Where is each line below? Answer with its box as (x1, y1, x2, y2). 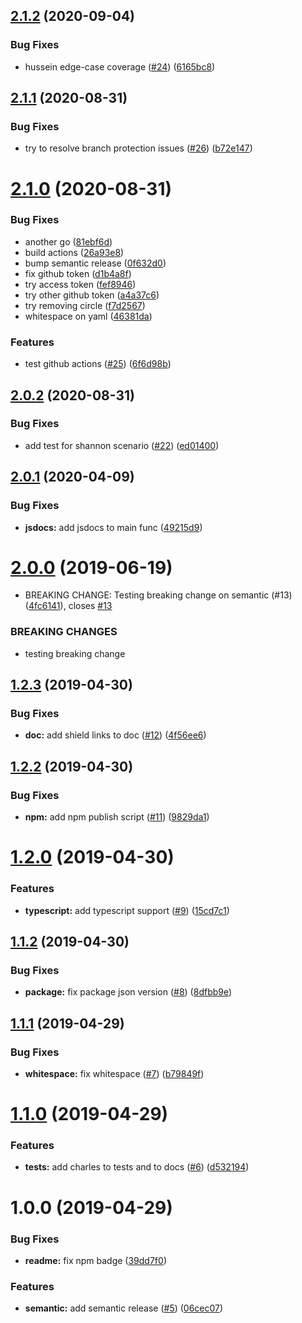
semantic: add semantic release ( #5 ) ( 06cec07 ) (24, 1302, 224, 1314)
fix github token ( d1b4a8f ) (24, 267, 132, 279)
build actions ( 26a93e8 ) (24, 246, 125, 258)
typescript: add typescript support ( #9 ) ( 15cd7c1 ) (24, 904, 230, 916)
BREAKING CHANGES (10, 625, 118, 639)
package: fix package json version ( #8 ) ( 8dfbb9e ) (24, 986, 233, 998)
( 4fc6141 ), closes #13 (24, 600, 113, 612)
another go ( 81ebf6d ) (24, 235, 113, 248)
